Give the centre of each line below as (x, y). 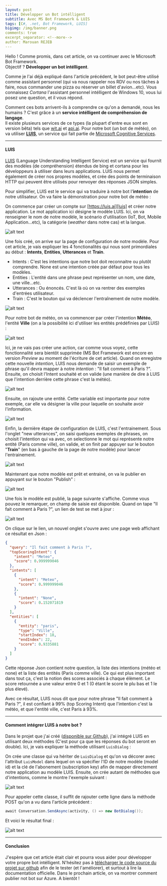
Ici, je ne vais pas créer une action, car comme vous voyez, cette (72, 347)
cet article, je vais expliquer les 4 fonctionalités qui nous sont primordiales (81, 246)
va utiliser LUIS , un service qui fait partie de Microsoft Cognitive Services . (81, 133)
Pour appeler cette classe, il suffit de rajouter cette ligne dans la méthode (80, 797)
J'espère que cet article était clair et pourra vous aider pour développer (78, 857)
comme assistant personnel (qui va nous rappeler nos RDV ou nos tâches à (82, 81)
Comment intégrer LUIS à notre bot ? (43, 725)
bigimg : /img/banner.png (31, 28)
